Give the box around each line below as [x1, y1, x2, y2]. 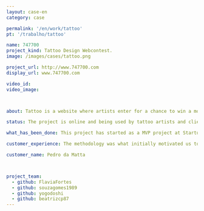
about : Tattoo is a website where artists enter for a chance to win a [6, 108, 191, 114]
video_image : [6, 86, 39, 93]
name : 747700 [6, 42, 39, 49]
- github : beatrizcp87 [12, 196, 69, 202]
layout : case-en [6, 8, 47, 15]
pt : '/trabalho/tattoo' [6, 31, 67, 37]
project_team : [6, 173, 42, 179]
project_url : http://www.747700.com [6, 64, 99, 70]
